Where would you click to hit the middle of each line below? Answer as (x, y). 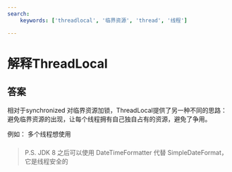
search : (19, 14)
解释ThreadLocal (57, 63)
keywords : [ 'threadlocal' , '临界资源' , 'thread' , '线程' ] (104, 20)
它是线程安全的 (46, 161)
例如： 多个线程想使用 (39, 134)
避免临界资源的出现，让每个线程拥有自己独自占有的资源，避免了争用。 (109, 119)
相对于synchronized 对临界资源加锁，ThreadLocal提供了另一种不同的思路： (117, 110)
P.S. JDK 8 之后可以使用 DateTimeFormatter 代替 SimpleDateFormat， (126, 153)
